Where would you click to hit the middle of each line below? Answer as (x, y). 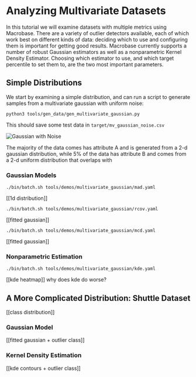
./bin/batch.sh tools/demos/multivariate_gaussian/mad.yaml (81, 188)
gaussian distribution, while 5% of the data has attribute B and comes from (96, 154)
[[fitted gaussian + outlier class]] (45, 340)
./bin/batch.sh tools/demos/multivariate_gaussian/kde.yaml (81, 269)
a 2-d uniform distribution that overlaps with (59, 160)
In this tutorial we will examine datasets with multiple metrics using (86, 27)
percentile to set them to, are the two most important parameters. (85, 64)
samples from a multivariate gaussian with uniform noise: (75, 103)
